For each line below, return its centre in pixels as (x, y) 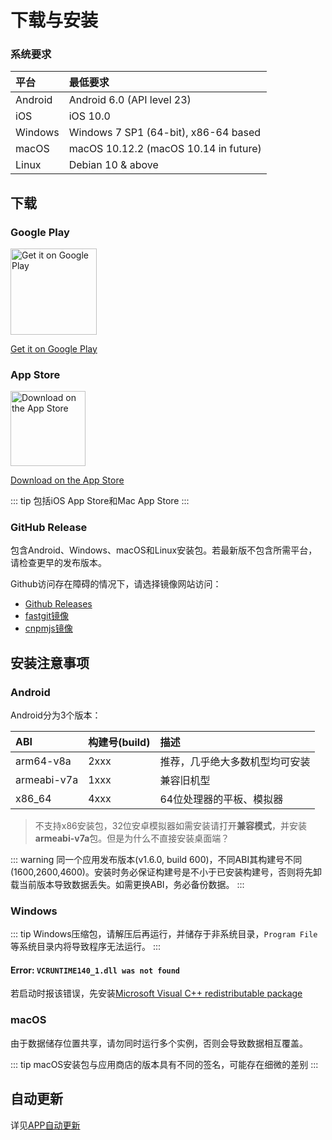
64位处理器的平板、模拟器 (221, 799)
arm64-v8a (43, 761)
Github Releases (58, 604)
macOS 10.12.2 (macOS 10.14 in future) (165, 149)
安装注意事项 (50, 662)
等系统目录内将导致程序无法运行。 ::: (86, 947)
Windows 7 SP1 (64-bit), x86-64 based (165, 133)
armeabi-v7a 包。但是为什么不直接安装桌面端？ (132, 838)
